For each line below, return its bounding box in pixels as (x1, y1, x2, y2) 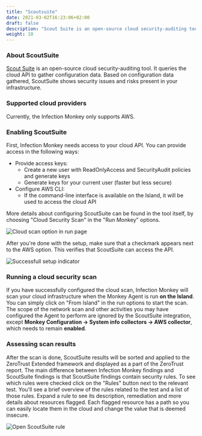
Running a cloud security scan (6, 273, 97, 281)
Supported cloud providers (6, 99, 87, 107)
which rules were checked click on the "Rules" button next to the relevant (6, 379, 188, 387)
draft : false (6, 20, 39, 26)
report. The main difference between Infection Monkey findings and (6, 366, 174, 374)
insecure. (6, 411, 29, 419)
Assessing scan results (6, 340, 76, 349)
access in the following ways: (6, 148, 79, 156)
